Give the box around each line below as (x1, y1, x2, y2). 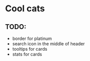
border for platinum (12, 35, 52, 41)
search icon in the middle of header (12, 41, 85, 47)
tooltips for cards (12, 46, 47, 52)
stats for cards (12, 51, 42, 57)
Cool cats (5, 3, 45, 14)
